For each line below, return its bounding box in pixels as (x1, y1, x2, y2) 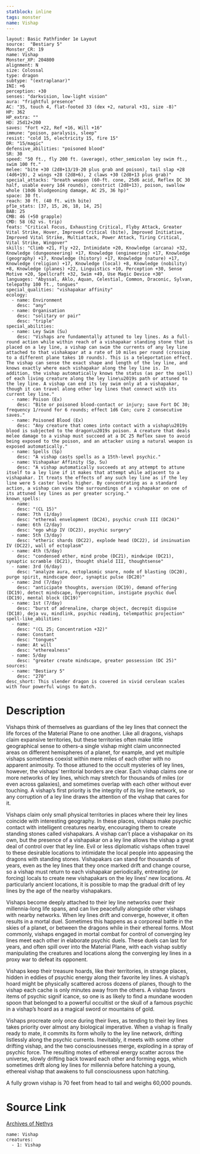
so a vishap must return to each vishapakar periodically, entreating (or (6, 868, 179, 875)
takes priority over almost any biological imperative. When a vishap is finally (6, 1023, 192, 1030)
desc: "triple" (17, 318, 55, 324)
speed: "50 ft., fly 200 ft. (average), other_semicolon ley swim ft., (6, 156, 187, 162)
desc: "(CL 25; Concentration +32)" (17, 626, 108, 633)
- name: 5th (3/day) (11, 533, 62, 538)
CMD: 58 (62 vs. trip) (6, 219, 62, 225)
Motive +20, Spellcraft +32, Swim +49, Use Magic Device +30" (6, 271, 164, 278)
